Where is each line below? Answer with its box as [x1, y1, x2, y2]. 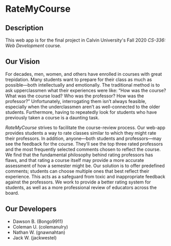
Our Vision [5, 57, 40, 66]
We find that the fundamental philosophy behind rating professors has [5, 152, 154, 158]
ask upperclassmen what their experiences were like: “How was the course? [5, 87, 166, 93]
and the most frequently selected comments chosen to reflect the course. [5, 146, 161, 152]
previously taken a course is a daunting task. [5, 114, 100, 120]
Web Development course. [5, 43, 61, 49]
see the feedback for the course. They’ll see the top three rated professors [5, 140, 163, 147]
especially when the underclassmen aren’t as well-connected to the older [5, 104, 160, 110]
